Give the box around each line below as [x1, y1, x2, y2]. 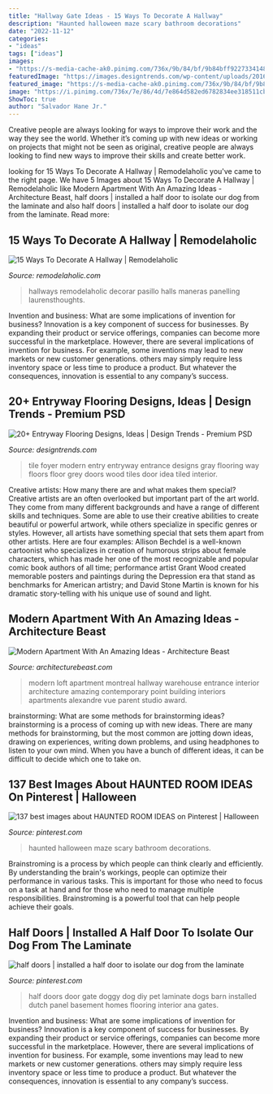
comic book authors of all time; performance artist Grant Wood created [8, 562, 246, 572]
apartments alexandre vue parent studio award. [28, 695, 188, 705]
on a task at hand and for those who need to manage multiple [8, 885, 214, 895]
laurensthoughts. [28, 294, 85, 305]
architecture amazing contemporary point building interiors [28, 686, 226, 696]
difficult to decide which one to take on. [8, 753, 141, 764]
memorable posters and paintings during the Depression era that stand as [8, 571, 256, 581]
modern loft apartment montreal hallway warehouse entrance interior [28, 678, 260, 688]
